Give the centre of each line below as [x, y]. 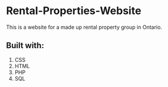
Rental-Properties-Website [74, 11]
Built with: [25, 46]
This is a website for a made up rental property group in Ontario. [84, 27]
